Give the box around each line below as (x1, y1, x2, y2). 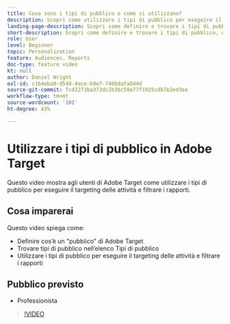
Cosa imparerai (7, 205, 74, 217)
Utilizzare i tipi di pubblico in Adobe (7, 141, 212, 156)
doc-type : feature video (7, 61, 78, 68)
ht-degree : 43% (7, 105, 51, 112)
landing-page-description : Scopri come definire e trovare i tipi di (7, 23, 210, 29)
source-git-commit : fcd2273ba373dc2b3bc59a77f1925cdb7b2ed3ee (7, 86, 188, 93)
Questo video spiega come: (7, 223, 85, 232)
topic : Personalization (7, 49, 75, 55)
